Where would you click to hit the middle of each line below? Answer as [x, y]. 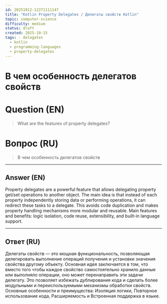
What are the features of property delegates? [64, 123]
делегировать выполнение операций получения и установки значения [80, 259]
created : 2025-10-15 [27, 33]
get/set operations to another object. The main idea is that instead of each [81, 195]
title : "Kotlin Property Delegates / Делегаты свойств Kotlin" [72, 14]
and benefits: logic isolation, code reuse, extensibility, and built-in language [83, 216]
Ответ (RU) [23, 241]
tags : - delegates [24, 38]
